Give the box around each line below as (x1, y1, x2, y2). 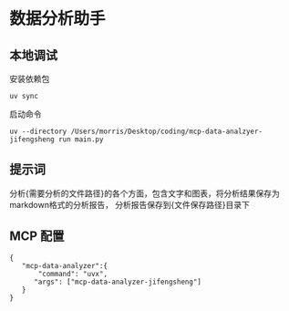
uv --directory (9, 127, 67, 136)
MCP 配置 (9, 229, 65, 244)
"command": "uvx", (37, 269, 108, 278)
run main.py (57, 135, 104, 144)
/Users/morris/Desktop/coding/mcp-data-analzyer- (70, 127, 263, 136)
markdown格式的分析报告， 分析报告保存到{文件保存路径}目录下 (9, 199, 251, 210)
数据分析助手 (9, 8, 107, 29)
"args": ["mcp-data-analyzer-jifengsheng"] (33, 277, 202, 286)
